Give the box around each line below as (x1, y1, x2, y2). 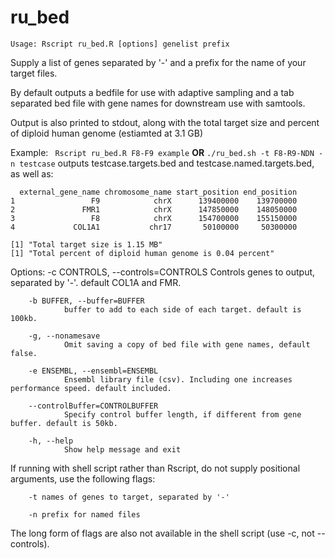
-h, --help (28, 436, 74, 446)
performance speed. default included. (10, 383, 172, 393)
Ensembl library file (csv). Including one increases (63, 374, 293, 385)
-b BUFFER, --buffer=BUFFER (28, 296, 145, 306)
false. (10, 348, 38, 358)
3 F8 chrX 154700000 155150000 (10, 213, 298, 223)
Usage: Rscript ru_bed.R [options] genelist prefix (10, 39, 230, 49)
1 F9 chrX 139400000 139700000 (10, 196, 298, 206)
